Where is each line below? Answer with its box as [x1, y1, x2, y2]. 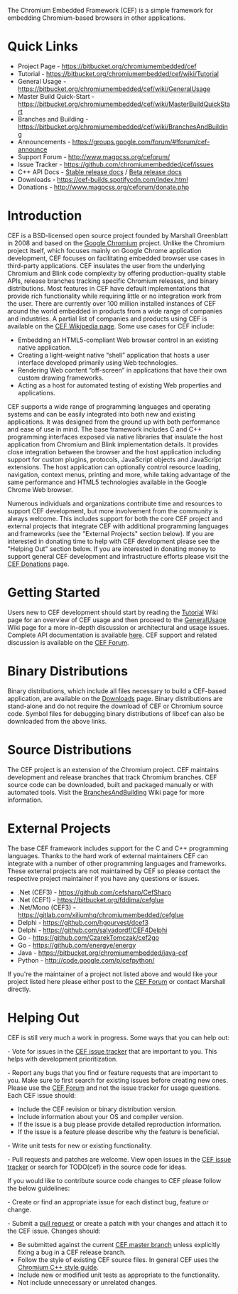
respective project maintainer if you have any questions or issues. [7, 874, 200, 882]
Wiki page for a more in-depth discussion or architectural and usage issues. [7, 623, 229, 631]
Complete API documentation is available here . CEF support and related [7, 631, 217, 639]
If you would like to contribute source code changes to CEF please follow [7, 1176, 222, 1185]
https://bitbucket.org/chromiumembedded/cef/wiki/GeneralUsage [17, 85, 211, 93]
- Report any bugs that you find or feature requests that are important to [7, 1068, 218, 1076]
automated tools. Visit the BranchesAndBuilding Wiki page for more [7, 788, 205, 796]
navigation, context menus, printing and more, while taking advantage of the [7, 470, 231, 478]
